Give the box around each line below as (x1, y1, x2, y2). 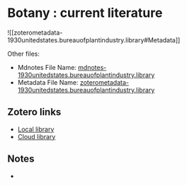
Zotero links (7, 106, 62, 118)
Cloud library (17, 132, 56, 141)
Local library (17, 125, 55, 133)
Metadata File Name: (17, 78, 79, 86)
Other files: (7, 49, 40, 58)
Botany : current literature (7, 5, 163, 21)
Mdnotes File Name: (17, 63, 76, 71)
